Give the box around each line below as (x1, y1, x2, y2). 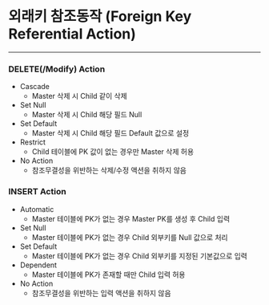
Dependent (19, 260, 58, 270)
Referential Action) (8, 25, 136, 43)
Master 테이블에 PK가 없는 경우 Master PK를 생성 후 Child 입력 (31, 213, 231, 223)
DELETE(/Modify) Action (8, 63, 106, 75)
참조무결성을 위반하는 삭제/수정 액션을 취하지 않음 (31, 165, 187, 175)
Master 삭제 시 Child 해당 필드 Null (31, 110, 143, 120)
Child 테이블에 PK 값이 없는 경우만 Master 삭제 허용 (31, 147, 195, 157)
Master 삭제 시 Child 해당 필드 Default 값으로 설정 (31, 128, 190, 138)
